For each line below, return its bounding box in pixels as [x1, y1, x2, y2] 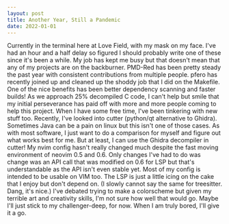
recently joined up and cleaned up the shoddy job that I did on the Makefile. [7, 78, 220, 86]
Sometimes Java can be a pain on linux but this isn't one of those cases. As [7, 121, 220, 130]
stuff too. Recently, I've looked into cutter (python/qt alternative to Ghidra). [7, 114, 217, 123]
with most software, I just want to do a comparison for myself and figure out [7, 129, 221, 137]
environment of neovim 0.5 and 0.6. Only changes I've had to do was [7, 151, 201, 159]
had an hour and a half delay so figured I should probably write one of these [7, 49, 221, 57]
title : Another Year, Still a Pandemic [7, 16, 121, 23]
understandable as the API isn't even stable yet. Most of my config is [7, 165, 201, 173]
